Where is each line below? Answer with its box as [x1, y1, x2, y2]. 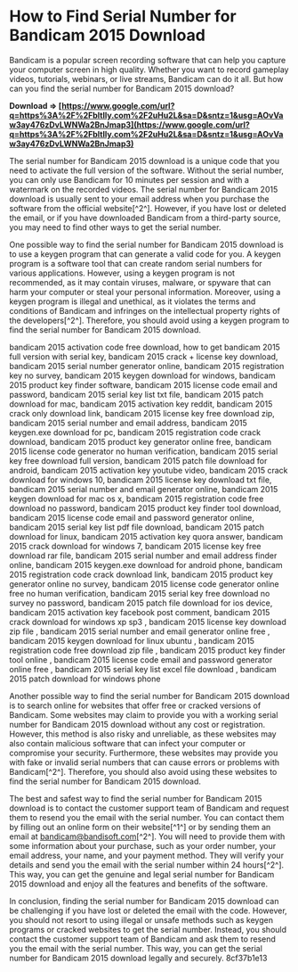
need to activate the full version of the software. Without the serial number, [9, 165, 285, 176]
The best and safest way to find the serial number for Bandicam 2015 [9, 793, 262, 803]
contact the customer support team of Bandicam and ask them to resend [9, 934, 276, 944]
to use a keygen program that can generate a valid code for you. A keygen [9, 248, 282, 259]
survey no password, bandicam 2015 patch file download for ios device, [9, 597, 273, 608]
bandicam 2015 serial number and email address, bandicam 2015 [9, 417, 247, 428]
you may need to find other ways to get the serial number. [9, 221, 221, 233]
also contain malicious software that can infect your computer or [9, 737, 246, 748]
